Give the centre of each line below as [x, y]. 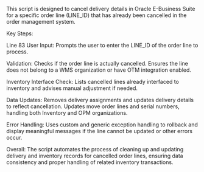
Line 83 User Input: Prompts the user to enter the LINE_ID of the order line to [102, 45]
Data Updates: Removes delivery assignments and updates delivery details [100, 100]
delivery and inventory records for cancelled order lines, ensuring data [95, 156]
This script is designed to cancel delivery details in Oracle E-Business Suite [101, 9]
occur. [14, 137]
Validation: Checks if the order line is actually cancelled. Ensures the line [97, 64]
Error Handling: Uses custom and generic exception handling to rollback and [102, 125]
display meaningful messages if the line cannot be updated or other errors [100, 131]
